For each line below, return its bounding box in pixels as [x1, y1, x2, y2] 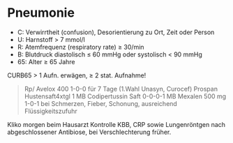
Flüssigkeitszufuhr [24, 107, 78, 115]
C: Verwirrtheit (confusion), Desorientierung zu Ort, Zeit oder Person [17, 28, 215, 36]
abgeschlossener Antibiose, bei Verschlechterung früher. [7, 128, 172, 136]
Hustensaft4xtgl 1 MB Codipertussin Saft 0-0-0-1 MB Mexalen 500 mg [24, 92, 227, 100]
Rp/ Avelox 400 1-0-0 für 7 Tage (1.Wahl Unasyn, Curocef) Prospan [24, 84, 218, 93]
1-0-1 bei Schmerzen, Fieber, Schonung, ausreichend [24, 99, 178, 107]
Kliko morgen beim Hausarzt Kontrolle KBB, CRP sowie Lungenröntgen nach [7, 120, 225, 128]
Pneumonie [7, 5, 75, 21]
